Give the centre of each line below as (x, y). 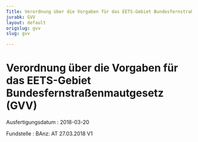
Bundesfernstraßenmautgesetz (85, 93)
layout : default (26, 22)
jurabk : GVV (21, 17)
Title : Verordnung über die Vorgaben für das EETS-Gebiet (79, 12)
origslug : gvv (24, 28)
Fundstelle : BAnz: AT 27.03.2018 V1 (49, 134)
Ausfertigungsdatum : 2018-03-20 (48, 122)
